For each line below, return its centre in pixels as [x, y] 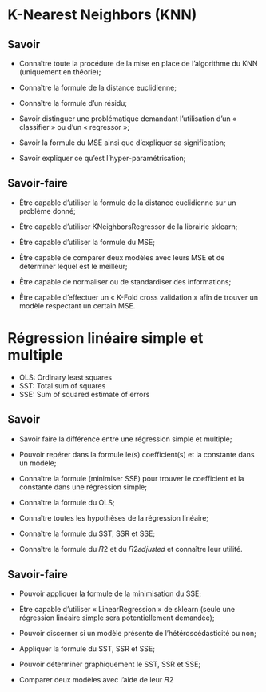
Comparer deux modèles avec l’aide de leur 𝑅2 [96, 680]
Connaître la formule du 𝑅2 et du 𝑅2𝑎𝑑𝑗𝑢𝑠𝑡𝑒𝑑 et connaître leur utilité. [131, 549]
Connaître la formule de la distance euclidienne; [98, 87]
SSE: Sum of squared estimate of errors [84, 394]
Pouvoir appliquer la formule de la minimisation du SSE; [110, 593]
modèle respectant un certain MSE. [77, 305]
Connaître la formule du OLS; [67, 502]
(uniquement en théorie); [60, 72]
